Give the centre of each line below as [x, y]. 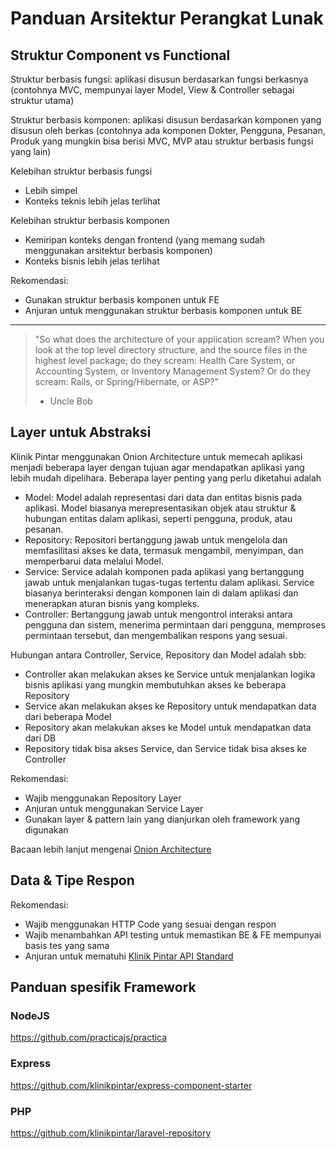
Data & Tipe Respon [72, 880]
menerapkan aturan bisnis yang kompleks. [112, 603]
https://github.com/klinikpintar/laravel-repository [111, 1133]
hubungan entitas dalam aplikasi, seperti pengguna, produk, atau [158, 518]
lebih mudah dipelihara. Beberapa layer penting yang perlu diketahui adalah [166, 478]
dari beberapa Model [68, 716]
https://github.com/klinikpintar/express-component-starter [131, 1085]
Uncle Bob [71, 401]
